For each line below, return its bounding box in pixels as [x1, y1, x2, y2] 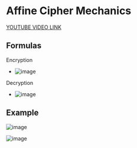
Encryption [6, 56, 33, 63]
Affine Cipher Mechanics [6, 4, 132, 18]
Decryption [6, 79, 34, 86]
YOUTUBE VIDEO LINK [6, 24, 62, 31]
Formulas [6, 41, 42, 51]
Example [6, 108, 39, 118]
